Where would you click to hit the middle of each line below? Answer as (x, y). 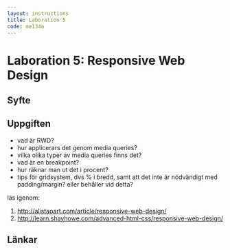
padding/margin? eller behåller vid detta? (75, 184)
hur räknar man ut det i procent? (62, 169)
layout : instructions (38, 13)
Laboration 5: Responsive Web (96, 60)
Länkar (22, 240)
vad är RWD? (36, 140)
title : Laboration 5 (37, 20)
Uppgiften (29, 124)
